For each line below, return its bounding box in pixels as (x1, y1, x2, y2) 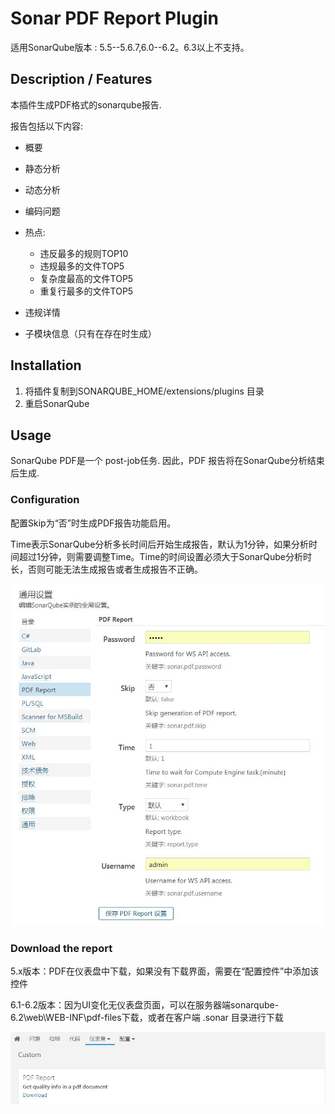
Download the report (10, 941, 113, 955)
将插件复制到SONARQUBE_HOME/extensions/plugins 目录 (24, 385, 265, 397)
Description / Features (10, 71, 153, 88)
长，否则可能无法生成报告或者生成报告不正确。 (10, 563, 203, 575)
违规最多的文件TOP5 (39, 260, 125, 272)
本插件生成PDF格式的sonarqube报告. (10, 98, 162, 111)
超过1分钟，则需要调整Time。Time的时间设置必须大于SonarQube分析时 (18, 550, 312, 562)
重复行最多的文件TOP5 (39, 285, 134, 297)
